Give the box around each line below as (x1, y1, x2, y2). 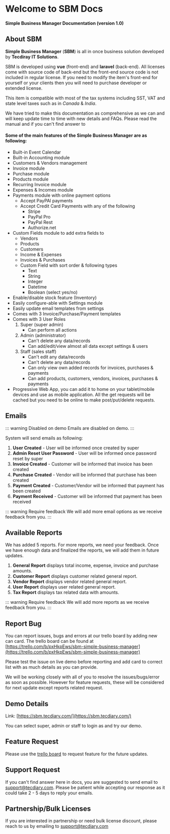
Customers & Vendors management (12, 160, 87, 166)
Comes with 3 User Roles (12, 316, 66, 322)
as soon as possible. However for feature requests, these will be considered (5, 679, 164, 685)
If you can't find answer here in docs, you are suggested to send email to (5, 779, 158, 785)
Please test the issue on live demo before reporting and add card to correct (5, 659, 163, 665)
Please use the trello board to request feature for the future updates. (5, 751, 149, 757)
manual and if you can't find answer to (5, 121, 86, 127)
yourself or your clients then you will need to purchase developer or (5, 80, 147, 86)
